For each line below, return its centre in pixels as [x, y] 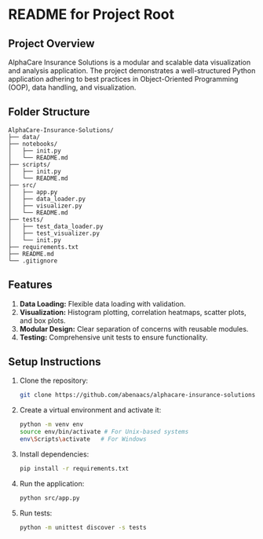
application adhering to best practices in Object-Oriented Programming [123, 79]
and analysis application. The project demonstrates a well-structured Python [132, 71]
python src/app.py [49, 498]
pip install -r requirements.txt [74, 468]
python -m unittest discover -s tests [83, 527]
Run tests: [36, 513]
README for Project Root [91, 15]
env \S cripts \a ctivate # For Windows [83, 439]
